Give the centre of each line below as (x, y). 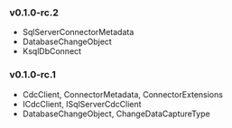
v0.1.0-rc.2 (34, 13)
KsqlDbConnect (52, 51)
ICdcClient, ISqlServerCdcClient (82, 104)
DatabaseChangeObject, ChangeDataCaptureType (116, 114)
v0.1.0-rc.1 (32, 75)
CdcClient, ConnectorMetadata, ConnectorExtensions (123, 94)
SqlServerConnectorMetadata (78, 32)
